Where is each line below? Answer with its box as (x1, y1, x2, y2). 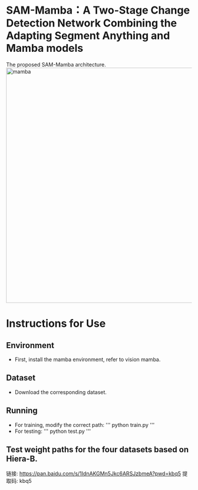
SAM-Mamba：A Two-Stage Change (6, 4, 190, 17)
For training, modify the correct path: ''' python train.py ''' (14, 421, 155, 428)
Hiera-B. (6, 453, 38, 463)
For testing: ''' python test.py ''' (14, 428, 91, 435)
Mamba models (6, 42, 84, 55)
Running (6, 406, 38, 416)
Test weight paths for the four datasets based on (6, 444, 189, 455)
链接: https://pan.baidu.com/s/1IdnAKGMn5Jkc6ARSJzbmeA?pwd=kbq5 (6, 470, 181, 477)
